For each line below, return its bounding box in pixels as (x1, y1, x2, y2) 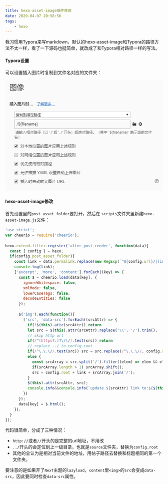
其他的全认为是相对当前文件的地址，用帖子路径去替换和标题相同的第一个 (12, 450, 161, 456)
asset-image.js (5, 218, 37, 223)
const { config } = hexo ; (9, 248, 64, 254)
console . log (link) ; (14, 264, 55, 270)
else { (27, 354, 41, 359)
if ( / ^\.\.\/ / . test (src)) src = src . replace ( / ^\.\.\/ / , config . (27, 349, 162, 354)
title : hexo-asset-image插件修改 (5, 8, 72, 13)
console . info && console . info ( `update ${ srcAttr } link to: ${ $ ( (27, 386, 157, 391)
